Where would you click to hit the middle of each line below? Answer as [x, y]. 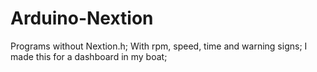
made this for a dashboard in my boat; [89, 56]
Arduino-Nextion [82, 18]
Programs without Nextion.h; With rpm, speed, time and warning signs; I [159, 46]
